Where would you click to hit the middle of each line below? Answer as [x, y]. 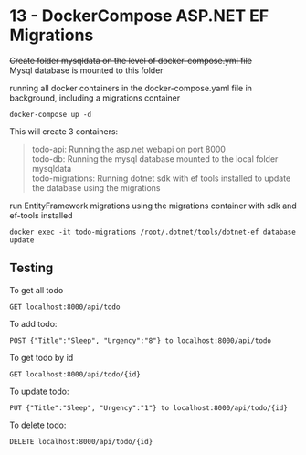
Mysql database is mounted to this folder [86, 70]
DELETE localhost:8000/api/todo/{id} [81, 441]
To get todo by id [42, 357]
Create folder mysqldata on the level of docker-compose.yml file [131, 60]
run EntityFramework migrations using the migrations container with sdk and [153, 206]
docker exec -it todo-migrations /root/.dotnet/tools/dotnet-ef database [153, 232]
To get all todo [37, 290]
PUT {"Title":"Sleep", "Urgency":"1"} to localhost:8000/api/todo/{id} [148, 407]
